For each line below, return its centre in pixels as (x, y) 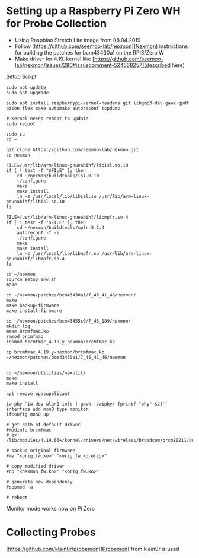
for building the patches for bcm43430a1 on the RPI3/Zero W (89, 52)
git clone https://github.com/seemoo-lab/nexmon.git (73, 149)
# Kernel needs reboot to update (47, 119)
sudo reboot (21, 124)
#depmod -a (20, 487)
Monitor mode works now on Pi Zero (51, 508)
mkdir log (18, 326)
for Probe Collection (57, 23)
